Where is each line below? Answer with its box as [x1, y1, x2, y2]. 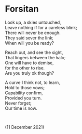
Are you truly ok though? [5, 70, 54, 76]
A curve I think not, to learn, [5, 79, 60, 85]
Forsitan [5, 3, 39, 15]
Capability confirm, [5, 90, 43, 96]
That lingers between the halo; [5, 54, 66, 60]
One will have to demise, [5, 60, 54, 66]
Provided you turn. [5, 95, 42, 100]
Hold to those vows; [5, 84, 45, 90]
